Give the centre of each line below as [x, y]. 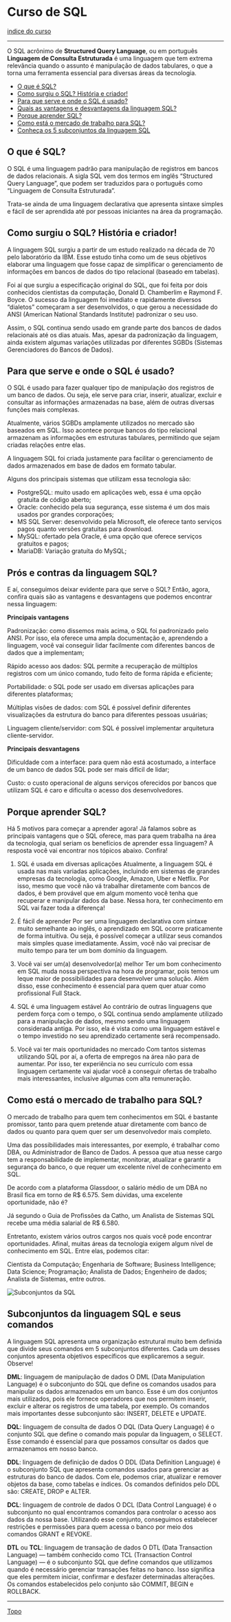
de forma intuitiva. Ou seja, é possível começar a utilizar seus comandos [120, 936]
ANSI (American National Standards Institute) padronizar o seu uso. [102, 314]
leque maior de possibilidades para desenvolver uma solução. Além [113, 979]
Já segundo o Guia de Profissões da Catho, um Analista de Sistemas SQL [111, 1215]
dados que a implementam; [46, 653]
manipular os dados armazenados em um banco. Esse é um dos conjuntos [113, 1391]
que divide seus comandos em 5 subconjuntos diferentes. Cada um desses [114, 1348]
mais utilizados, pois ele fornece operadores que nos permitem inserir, [107, 1399]
